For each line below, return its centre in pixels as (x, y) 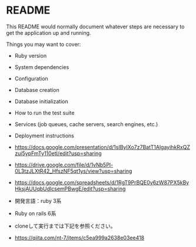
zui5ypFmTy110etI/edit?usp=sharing (58, 153)
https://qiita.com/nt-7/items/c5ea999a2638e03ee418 (79, 238)
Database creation (37, 90)
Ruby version (31, 55)
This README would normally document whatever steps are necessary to (95, 27)
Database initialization (41, 101)
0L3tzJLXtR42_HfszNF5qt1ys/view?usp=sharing (73, 171)
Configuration (31, 78)
